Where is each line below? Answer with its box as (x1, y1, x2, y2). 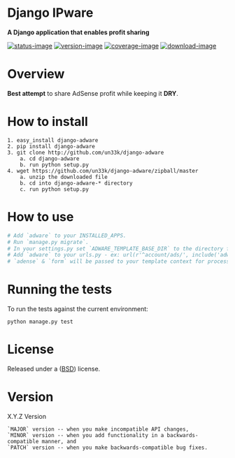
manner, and (41, 438, 77, 445)
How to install (7, 114, 89, 130)
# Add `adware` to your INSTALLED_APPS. (7, 232, 127, 239)
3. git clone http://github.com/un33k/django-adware (7, 149, 164, 156)
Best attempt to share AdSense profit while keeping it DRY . (7, 89, 178, 97)
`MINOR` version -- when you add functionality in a (7, 431, 164, 438)
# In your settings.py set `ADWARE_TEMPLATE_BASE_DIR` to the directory (7, 245, 224, 252)
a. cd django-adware (20, 155, 80, 162)
